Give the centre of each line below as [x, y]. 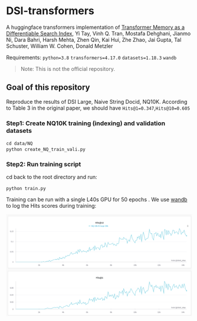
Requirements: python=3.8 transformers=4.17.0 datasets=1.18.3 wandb [91, 57]
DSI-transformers [50, 11]
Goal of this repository [48, 88]
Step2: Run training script [44, 164]
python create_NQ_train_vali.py [46, 150]
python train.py [26, 189]
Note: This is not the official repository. [68, 68]
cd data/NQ [19, 144]
